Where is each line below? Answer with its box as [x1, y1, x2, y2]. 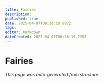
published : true [5, 16, 38, 21]
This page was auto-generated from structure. [5, 71, 100, 77]
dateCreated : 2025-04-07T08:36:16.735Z [5, 35, 87, 40]
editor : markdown [5, 30, 41, 35]
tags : [5, 25, 16, 30]
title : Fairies [5, 7, 36, 12]
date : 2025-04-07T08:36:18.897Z [5, 20, 71, 26]
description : [5, 12, 32, 17]
